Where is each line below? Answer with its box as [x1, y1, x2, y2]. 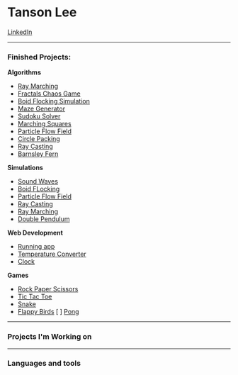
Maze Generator [17, 104, 66, 113]
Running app [17, 242, 55, 251]
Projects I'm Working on [7, 332, 92, 342]
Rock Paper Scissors [17, 285, 79, 293]
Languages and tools [7, 359, 81, 369]
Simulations [7, 164, 44, 172]
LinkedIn [7, 28, 33, 36]
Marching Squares [17, 120, 72, 128]
